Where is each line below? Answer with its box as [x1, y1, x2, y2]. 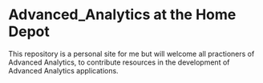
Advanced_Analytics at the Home [8, 6, 237, 24]
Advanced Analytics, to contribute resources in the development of [8, 57, 230, 67]
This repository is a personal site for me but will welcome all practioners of [8, 49, 255, 58]
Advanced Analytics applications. [8, 65, 119, 75]
